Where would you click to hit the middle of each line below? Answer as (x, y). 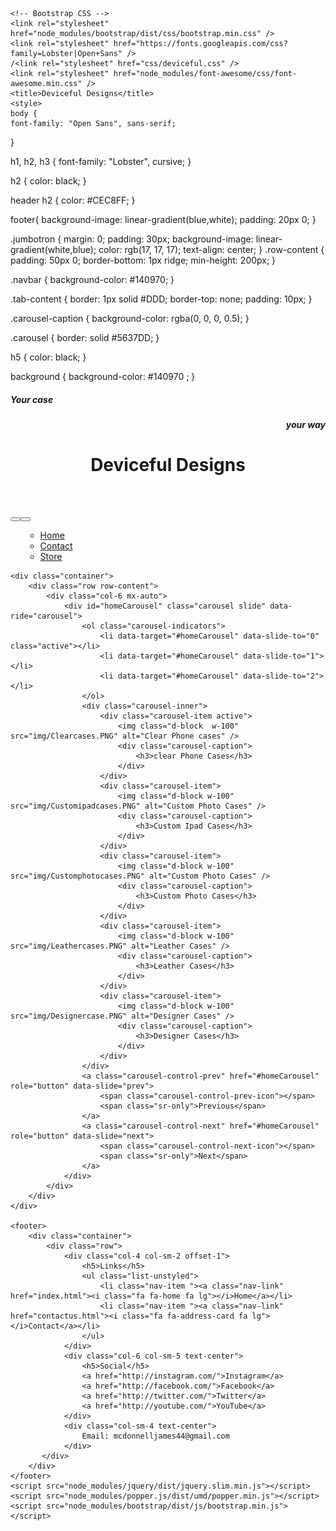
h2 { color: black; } (48, 181)
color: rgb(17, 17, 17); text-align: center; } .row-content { (211, 249)
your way (305, 424)
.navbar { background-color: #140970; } (92, 279)
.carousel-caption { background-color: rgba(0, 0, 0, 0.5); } (130, 318)
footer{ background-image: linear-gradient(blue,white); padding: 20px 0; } (163, 219)
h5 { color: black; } (48, 357)
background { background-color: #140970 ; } (103, 376)
